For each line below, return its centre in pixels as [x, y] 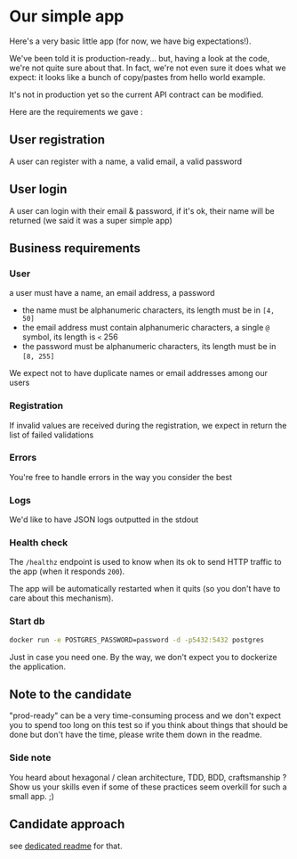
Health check [39, 543]
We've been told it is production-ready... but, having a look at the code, [139, 58]
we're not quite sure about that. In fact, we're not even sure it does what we [148, 68]
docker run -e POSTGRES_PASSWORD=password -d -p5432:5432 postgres [137, 640]
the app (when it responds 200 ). [67, 571]
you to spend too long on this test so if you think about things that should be [149, 725]
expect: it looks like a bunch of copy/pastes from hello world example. [137, 77]
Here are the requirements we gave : [76, 111]
